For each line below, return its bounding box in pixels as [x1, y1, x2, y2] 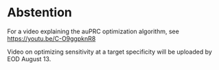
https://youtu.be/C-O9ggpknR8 [7, 34, 96, 42]
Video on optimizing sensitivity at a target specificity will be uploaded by [7, 48, 213, 56]
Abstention [7, 5, 72, 20]
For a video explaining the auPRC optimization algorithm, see [7, 27, 180, 35]
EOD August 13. [7, 54, 51, 63]
